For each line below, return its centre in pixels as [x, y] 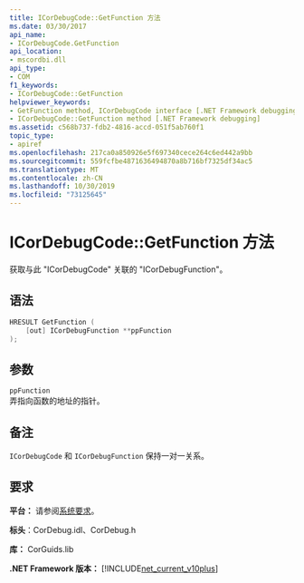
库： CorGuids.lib [42, 549]
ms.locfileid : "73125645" [58, 195]
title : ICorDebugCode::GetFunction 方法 [85, 18]
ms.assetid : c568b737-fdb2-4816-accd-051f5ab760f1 [107, 128]
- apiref [26, 144]
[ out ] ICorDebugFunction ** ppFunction [99, 330]
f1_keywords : [34, 85]
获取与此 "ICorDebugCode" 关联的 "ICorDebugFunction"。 [119, 269]
